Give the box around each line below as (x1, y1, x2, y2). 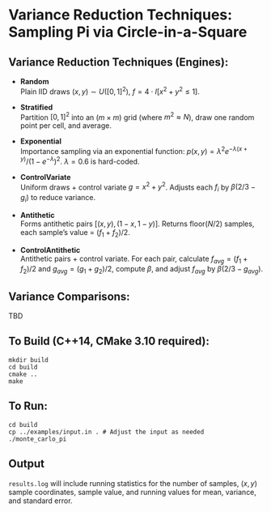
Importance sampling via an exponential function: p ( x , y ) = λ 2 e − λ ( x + (19, 145, 248, 156)
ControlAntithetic (19, 245, 81, 254)
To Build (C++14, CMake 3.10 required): (8, 335, 210, 348)
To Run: (8, 399, 49, 413)
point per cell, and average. (19, 121, 112, 130)
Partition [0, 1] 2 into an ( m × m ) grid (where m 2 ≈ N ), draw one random (19, 111, 255, 122)
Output (8, 457, 44, 471)
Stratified (19, 102, 53, 112)
